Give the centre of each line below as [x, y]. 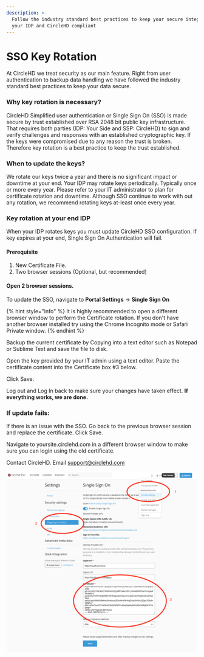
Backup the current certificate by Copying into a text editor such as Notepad [102, 342]
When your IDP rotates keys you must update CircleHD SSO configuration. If [102, 232]
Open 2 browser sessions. [40, 286]
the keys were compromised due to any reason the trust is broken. [89, 141]
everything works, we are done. [47, 397]
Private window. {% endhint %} [46, 330]
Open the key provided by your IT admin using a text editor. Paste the [93, 360]
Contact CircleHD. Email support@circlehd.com [66, 462]
